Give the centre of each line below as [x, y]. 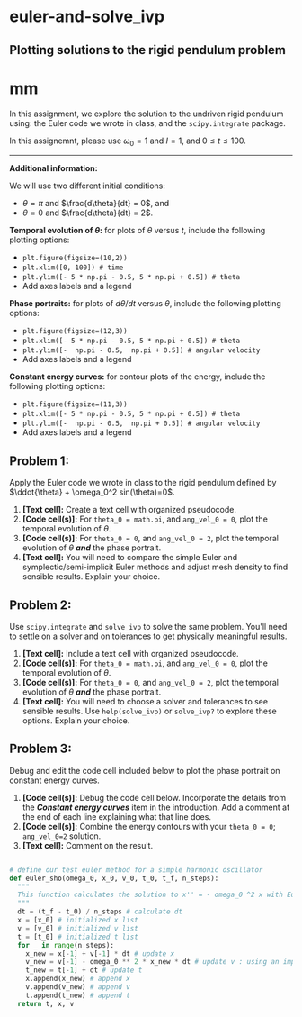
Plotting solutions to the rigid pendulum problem [147, 50]
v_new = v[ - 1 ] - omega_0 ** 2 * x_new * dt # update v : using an [152, 962]
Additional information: [54, 168]
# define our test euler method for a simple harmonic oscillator [136, 870]
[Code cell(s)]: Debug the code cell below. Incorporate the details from [154, 797]
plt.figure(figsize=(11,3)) [75, 404]
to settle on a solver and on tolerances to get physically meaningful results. [148, 636]
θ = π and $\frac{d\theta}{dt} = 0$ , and [95, 204]
